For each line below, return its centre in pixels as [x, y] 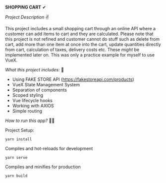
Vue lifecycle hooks [32, 100]
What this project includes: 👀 [35, 70]
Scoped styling [28, 95]
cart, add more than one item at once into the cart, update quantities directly [83, 44]
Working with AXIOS [33, 106]
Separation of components [39, 90]
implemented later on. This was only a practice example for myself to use [80, 55]
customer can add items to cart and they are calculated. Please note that [79, 34]
